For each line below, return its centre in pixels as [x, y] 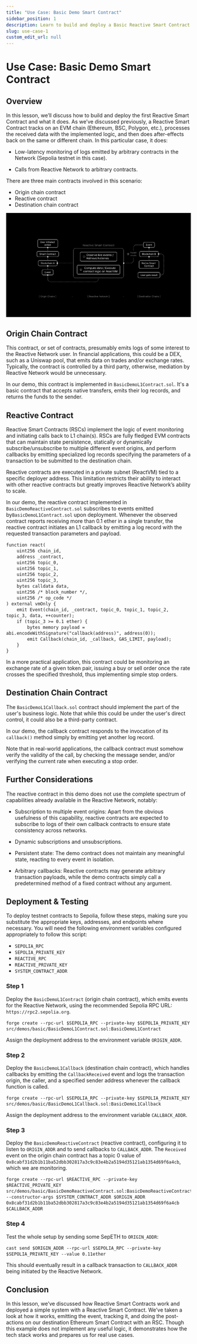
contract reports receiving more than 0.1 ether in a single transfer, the [90, 521]
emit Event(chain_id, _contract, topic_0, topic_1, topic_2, [93, 610]
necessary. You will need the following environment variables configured [94, 928]
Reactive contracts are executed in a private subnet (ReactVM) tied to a [92, 472]
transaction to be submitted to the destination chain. [69, 461]
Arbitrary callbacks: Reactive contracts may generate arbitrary [90, 870]
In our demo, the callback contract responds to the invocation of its [87, 731]
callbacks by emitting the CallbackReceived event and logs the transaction [95, 1074]
